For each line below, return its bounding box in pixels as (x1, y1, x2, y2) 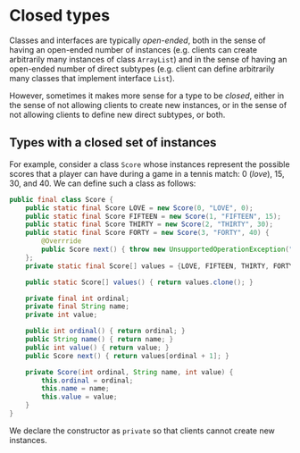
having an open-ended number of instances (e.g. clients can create (9, 44, 257, 55)
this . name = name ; (41, 384, 110, 393)
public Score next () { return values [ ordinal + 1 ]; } (25, 351, 229, 360)
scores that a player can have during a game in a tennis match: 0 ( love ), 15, (9, 168, 285, 179)
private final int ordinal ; (25, 294, 129, 303)
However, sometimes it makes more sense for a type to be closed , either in (9, 90, 284, 101)
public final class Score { (9, 195, 114, 204)
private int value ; (25, 310, 98, 320)
